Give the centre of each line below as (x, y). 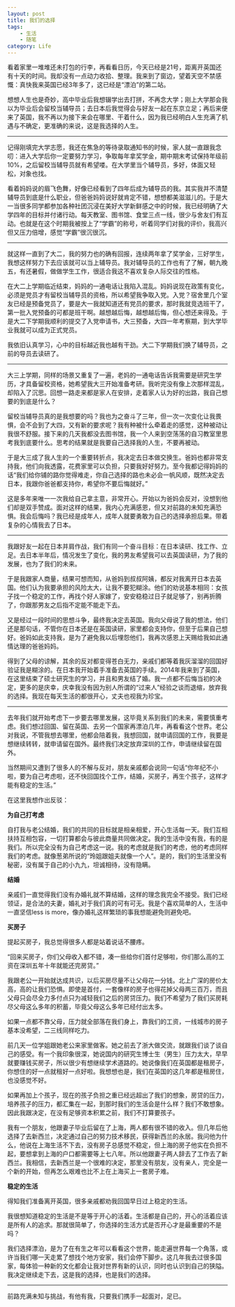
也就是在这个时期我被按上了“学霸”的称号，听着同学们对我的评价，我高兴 (123, 224)
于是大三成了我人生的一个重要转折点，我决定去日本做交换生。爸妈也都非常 (114, 457)
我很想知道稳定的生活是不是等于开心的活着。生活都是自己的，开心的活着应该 (117, 1216)
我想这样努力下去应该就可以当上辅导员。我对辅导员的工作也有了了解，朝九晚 (117, 262)
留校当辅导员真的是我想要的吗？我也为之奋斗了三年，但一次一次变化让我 (111, 416)
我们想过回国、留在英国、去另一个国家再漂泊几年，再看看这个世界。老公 (123, 726)
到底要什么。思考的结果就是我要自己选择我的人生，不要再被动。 (111, 443)
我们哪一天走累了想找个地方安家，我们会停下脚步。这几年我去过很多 (117, 1257)
